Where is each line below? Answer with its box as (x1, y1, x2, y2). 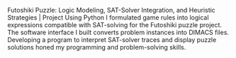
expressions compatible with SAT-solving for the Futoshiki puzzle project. (7, 21, 222, 29)
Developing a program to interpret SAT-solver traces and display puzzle (7, 36, 217, 44)
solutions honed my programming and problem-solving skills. (7, 43, 186, 51)
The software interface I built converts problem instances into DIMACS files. (7, 28, 229, 36)
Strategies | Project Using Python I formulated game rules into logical (7, 13, 209, 22)
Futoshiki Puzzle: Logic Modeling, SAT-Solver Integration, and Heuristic (7, 6, 216, 14)
